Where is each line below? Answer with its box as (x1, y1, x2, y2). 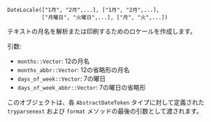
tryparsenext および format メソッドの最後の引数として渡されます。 (7, 107, 203, 115)
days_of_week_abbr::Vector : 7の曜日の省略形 (17, 83, 146, 91)
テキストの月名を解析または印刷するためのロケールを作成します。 (7, 27, 197, 35)
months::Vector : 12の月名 (17, 57, 90, 65)
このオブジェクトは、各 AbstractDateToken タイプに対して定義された (7, 98, 205, 107)
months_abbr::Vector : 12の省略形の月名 (17, 66, 131, 74)
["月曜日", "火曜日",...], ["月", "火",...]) (41, 14, 168, 21)
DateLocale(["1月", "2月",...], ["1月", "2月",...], (7, 6, 160, 13)
